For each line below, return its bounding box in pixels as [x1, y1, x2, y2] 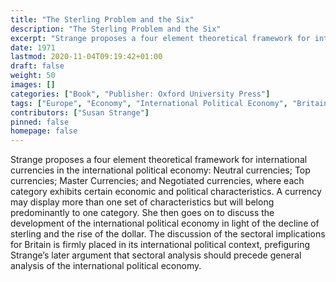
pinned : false [10, 117, 70, 127]
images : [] [10, 80, 56, 90]
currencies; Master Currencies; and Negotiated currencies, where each [10, 175, 305, 187]
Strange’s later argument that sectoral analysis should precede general [10, 249, 302, 261]
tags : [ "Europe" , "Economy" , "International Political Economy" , [10, 98, 288, 108]
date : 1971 [10, 42, 56, 53]
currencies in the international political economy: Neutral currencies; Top [10, 164, 311, 176]
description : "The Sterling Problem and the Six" [10, 24, 222, 34]
